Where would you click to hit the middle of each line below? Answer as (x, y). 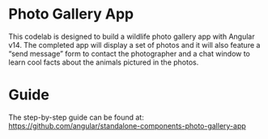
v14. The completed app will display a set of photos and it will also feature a (134, 44)
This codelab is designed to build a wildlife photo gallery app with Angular (132, 36)
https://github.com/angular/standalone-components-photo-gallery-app (128, 125)
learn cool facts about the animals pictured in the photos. (104, 62)
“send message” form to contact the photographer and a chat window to (130, 53)
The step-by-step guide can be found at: (76, 117)
